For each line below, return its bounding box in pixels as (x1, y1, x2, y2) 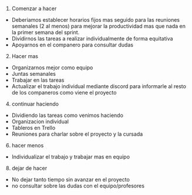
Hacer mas (11, 53, 38, 59)
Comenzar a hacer (11, 5, 57, 12)
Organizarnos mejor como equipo (11, 64, 93, 71)
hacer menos (11, 142, 44, 149)
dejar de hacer (11, 164, 48, 172)
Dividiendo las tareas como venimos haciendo (11, 112, 123, 119)
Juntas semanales (11, 70, 56, 77)
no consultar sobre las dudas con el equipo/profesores (11, 182, 145, 189)
